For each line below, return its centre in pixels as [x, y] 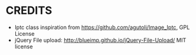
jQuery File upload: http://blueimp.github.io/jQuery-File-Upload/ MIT [100, 40]
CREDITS [29, 11]
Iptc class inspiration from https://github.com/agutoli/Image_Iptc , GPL [102, 27]
